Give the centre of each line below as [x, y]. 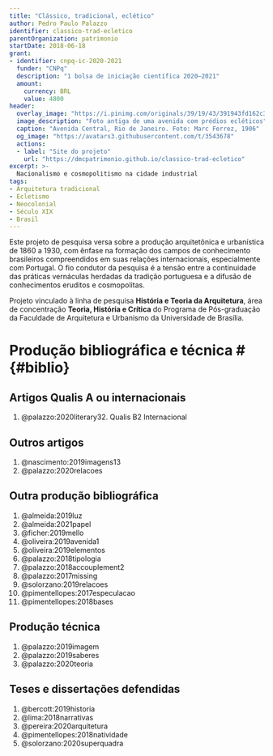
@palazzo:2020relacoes [62, 471]
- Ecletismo [29, 196]
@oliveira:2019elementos [63, 550]
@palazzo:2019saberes [60, 655]
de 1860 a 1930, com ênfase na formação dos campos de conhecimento [130, 251]
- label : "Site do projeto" [64, 151]
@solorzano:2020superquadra [72, 743]
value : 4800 [44, 99]
